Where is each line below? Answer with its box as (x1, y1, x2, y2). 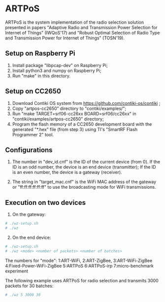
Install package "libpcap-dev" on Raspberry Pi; (12, 62, 108, 68)
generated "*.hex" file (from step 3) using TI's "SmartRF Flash (12, 126, 138, 132)
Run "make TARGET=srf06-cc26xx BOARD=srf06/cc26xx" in (12, 110, 136, 116)
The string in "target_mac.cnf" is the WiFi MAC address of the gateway (12, 179, 157, 185)
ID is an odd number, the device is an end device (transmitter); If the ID (12, 164, 156, 170)
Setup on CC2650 (5, 87, 62, 96)
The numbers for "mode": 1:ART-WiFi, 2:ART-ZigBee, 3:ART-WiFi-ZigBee (5, 257, 153, 264)
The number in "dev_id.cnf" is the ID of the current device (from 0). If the (12, 159, 161, 165)
